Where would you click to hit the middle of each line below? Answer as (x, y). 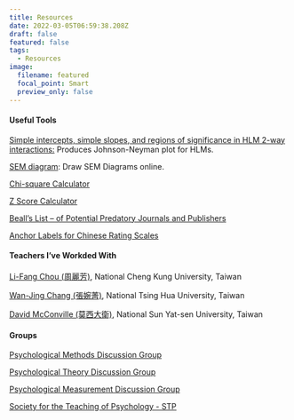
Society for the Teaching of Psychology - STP (93, 407)
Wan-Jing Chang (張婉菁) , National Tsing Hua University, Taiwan (127, 295)
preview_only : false (55, 91)
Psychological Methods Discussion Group (86, 355)
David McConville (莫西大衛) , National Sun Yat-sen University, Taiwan (136, 314)
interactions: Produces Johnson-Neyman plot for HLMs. (111, 149)
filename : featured (53, 75)
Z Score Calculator (44, 201)
